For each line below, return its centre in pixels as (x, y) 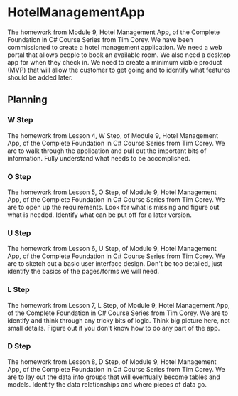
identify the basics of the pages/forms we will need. (83, 272)
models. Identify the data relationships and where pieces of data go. (107, 384)
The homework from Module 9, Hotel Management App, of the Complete (114, 32)
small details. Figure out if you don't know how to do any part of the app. (114, 328)
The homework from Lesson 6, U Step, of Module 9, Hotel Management (112, 249)
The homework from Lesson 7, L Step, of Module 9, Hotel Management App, (119, 305)
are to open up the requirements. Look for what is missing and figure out (113, 207)
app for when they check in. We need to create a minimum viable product (115, 62)
